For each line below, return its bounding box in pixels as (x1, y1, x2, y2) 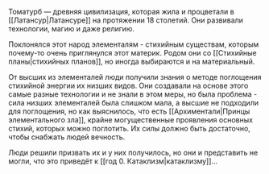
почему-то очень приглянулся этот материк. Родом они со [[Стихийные (8, 48, 257, 57)
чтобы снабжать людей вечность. (8, 132, 126, 142)
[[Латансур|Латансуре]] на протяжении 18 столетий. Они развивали (8, 15, 244, 25)
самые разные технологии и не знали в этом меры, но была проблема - (8, 89, 258, 99)
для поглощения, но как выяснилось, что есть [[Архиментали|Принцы (8, 106, 250, 116)
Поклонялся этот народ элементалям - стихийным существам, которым (8, 39, 259, 49)
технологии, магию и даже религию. (8, 24, 134, 33)
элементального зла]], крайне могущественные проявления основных (8, 115, 254, 124)
